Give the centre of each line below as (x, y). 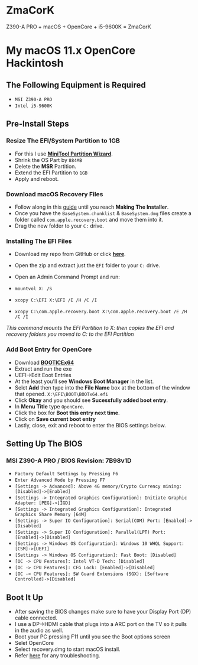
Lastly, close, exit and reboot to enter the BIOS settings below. (90, 425)
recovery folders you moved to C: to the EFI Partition (70, 334)
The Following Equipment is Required (76, 85)
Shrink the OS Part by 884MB (48, 160)
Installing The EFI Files (39, 241)
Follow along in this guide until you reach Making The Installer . (92, 207)
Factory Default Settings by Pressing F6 (66, 474)
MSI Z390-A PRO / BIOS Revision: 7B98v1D (69, 460)
